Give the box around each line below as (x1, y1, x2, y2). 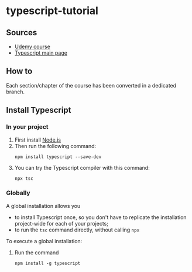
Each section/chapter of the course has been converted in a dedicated (6, 82, 177, 89)
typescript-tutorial (6, 4, 98, 18)
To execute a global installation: (6, 237, 83, 244)
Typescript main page (14, 49, 67, 56)
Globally (6, 189, 30, 197)
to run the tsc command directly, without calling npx (14, 226, 140, 233)
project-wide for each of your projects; (14, 220, 108, 227)
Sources (6, 28, 37, 38)
